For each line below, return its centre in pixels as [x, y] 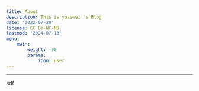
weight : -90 [42, 50]
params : [37, 55]
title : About [22, 11]
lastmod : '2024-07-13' [34, 33]
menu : [13, 39]
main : [24, 45]
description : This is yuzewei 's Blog [54, 17]
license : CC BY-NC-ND [33, 28]
